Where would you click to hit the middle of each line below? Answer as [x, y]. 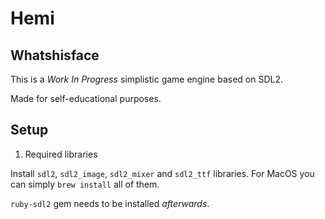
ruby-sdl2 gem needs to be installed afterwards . [110, 203]
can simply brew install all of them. [85, 184]
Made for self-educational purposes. [86, 98]
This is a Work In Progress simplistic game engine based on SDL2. [147, 79]
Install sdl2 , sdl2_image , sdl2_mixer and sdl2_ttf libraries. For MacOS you [162, 173]
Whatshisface [55, 55]
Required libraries [61, 154]
